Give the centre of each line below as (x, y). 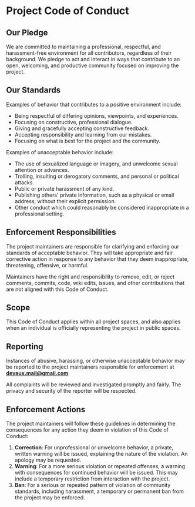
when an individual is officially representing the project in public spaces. (93, 328)
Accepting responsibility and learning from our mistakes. (83, 134)
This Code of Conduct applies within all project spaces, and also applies (93, 322)
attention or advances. (42, 170)
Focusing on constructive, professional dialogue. (73, 122)
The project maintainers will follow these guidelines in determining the (91, 424)
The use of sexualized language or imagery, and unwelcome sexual (96, 164)
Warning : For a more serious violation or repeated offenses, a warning (100, 466)
